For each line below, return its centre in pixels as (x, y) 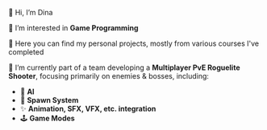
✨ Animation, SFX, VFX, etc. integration (88, 109)
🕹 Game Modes (47, 118)
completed (26, 52)
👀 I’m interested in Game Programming (73, 28)
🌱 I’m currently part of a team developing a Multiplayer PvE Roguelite (124, 67)
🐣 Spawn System (49, 100)
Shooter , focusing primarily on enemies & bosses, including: (109, 76)
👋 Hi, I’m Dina (31, 12)
